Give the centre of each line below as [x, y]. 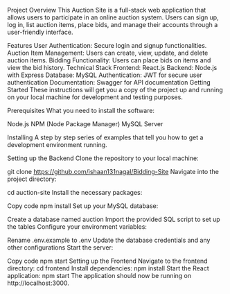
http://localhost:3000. [38, 283]
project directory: [32, 179]
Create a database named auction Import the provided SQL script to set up [114, 219]
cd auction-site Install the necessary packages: [75, 192]
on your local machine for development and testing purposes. [95, 97]
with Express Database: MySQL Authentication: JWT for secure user [105, 75]
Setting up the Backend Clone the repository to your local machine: [103, 158]
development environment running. [57, 145]
